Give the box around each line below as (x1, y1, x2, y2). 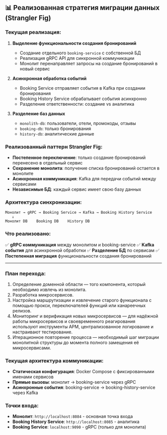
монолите (12, 170, 34, 176)
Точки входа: (5, 402, 39, 409)
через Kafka (12, 390, 38, 396)
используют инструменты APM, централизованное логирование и (12, 323, 154, 329)
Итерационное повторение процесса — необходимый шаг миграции (12, 334, 159, 340)
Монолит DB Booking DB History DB (5, 219, 90, 224)
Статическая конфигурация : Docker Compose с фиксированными (12, 369, 155, 375)
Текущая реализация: (5, 29, 61, 36)
